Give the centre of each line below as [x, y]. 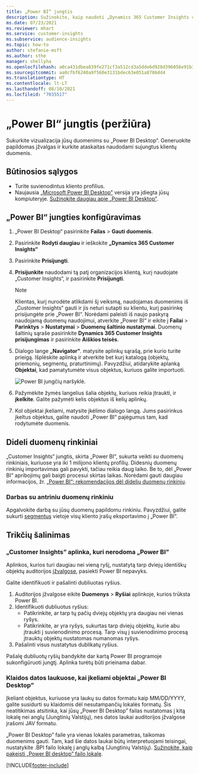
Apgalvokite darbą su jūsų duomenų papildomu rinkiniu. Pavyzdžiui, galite [96, 510]
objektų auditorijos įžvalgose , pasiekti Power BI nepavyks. [77, 571]
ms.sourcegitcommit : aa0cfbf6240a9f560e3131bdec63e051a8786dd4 [86, 72]
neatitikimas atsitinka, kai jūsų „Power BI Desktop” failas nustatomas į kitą [96, 711]
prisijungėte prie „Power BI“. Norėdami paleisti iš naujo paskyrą [92, 314]
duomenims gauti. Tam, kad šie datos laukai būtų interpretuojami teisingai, [97, 741]
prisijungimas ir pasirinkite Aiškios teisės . [67, 340]
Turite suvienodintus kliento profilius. [60, 186]
